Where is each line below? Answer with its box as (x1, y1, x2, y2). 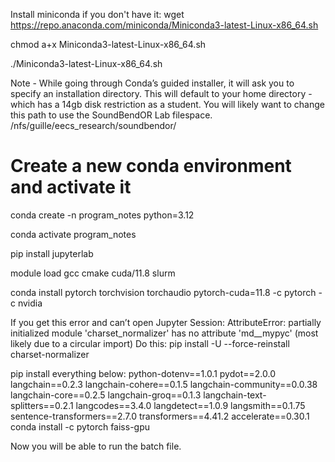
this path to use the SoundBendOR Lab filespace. (10, 109, 213, 121)
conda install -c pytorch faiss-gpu (10, 420, 151, 433)
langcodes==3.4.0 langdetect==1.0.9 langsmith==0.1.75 (75, 399, 306, 411)
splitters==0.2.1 (10, 399, 74, 411)
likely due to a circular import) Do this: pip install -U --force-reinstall (10, 337, 290, 349)
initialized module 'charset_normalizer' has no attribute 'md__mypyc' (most (10, 327, 319, 339)
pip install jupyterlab (10, 247, 94, 259)
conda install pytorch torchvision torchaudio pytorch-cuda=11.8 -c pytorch (10, 286, 317, 298)
